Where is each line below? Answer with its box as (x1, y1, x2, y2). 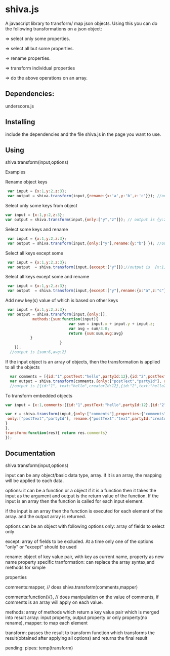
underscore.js (5, 103, 34, 109)
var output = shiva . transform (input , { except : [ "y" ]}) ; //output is (7, 265, 151, 270)
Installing (5, 118, 35, 126)
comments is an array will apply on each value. (5, 599, 103, 605)
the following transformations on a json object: (5, 25, 102, 31)
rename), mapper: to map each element (5, 620, 88, 626)
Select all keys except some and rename (5, 274, 90, 280)
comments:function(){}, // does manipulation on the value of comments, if (5, 594, 159, 600)
